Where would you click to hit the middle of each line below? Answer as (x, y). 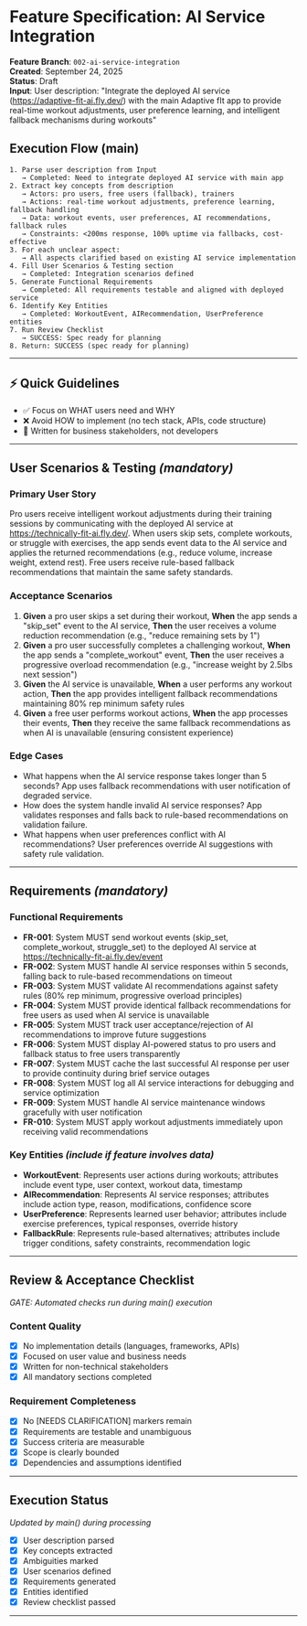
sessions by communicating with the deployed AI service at (122, 524)
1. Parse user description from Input (83, 170)
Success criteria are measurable (84, 1441)
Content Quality (46, 1326)
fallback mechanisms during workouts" (83, 120)
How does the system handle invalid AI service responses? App (142, 805)
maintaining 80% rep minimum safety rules (104, 703)
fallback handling (44, 209)
